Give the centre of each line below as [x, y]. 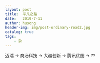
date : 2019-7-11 [24, 18]
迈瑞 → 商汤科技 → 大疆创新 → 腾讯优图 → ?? [50, 55]
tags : [10, 37]
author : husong [20, 23]
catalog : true [20, 32]
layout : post [18, 9]
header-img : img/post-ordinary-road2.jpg [48, 28]
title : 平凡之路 [21, 14]
